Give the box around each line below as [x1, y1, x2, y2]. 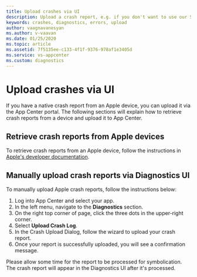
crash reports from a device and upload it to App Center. [6, 115, 142, 122]
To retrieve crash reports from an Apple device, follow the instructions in [6, 147, 181, 154]
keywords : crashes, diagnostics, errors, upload [6, 19, 127, 25]
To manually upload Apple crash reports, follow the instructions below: [6, 186, 177, 193]
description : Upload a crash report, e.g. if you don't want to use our [6, 14, 188, 20]
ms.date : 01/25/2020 [6, 36, 57, 42]
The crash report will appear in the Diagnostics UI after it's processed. [6, 265, 176, 272]
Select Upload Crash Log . [14, 222, 78, 229]
